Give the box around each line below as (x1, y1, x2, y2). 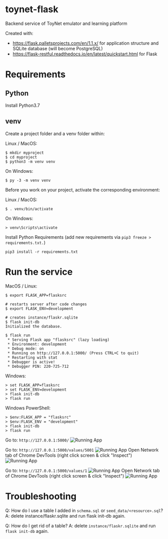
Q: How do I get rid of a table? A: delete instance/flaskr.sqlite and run (5, 522, 156, 529)
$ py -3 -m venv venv (5, 178, 51, 183)
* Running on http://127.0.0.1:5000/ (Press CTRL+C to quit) (7, 351, 139, 356)
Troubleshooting (5, 490, 77, 502)
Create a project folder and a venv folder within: (5, 131, 105, 137)
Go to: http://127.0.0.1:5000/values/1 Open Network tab (5, 467, 160, 473)
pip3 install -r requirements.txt (5, 249, 78, 255)
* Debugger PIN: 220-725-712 (7, 364, 69, 369)
